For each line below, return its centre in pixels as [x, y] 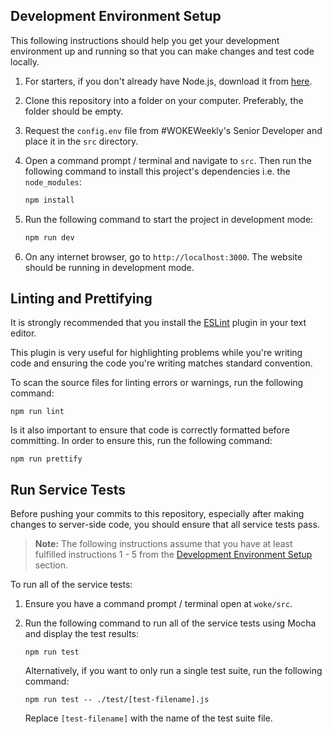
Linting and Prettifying [81, 298]
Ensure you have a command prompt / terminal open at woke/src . [158, 604]
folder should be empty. [74, 111]
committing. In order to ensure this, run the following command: [141, 441]
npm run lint [37, 412]
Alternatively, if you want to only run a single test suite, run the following [173, 671]
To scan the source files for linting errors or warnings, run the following [157, 383]
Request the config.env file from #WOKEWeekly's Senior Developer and [173, 130]
